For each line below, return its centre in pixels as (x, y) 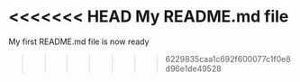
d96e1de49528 (193, 68)
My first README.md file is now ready (79, 41)
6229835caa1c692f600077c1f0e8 (228, 59)
